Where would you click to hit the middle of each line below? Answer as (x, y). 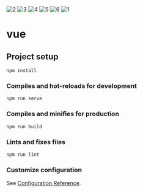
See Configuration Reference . (44, 183)
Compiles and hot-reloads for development (72, 86)
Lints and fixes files (36, 142)
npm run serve (24, 99)
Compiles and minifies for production (63, 114)
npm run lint (23, 155)
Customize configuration (44, 170)
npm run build (24, 126)
